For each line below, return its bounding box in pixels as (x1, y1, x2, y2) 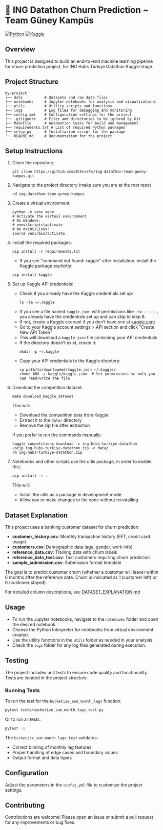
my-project (5, 91, 27, 96)
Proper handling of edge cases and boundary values (12, 749, 118, 755)
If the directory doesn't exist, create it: (19, 340, 97, 346)
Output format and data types (12, 755, 72, 760)
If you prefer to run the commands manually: (12, 432, 102, 438)
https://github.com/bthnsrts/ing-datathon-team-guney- (34, 169, 148, 174)
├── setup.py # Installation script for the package (5, 129, 125, 134)
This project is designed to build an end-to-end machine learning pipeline (5, 58, 153, 64)
